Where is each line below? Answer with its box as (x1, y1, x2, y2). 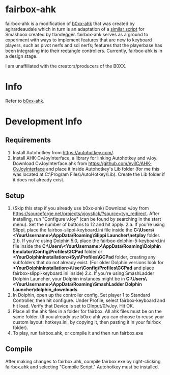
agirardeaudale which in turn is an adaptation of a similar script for (5, 26, 145, 32)
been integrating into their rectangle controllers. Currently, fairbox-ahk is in (5, 48, 163, 54)
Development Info (5, 116, 82, 127)
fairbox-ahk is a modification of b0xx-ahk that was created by (5, 20, 135, 27)
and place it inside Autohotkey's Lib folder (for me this (46, 166, 160, 172)
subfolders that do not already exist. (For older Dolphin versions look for (12, 259, 164, 265)
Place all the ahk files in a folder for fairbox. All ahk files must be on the (12, 308, 162, 314)
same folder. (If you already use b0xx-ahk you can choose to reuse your (12, 313, 164, 320)
